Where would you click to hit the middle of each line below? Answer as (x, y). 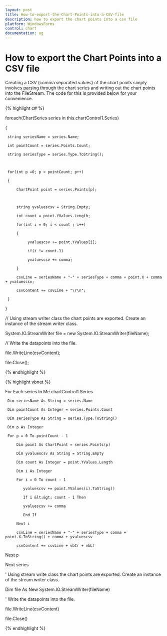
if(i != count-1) (45, 251)
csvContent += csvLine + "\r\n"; (51, 290)
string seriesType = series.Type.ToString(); (55, 154)
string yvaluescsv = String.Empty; (53, 207)
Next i (23, 524)
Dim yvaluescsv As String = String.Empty (60, 453)
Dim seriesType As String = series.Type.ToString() (62, 418)
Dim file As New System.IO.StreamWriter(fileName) (57, 589)
